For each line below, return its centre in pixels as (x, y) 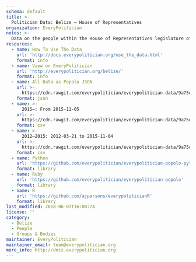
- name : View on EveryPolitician (52, 66)
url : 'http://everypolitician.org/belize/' (70, 71)
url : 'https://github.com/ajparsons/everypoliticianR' (85, 196)
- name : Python (30, 158)
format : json (32, 98)
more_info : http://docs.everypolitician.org (61, 250)
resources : (19, 44)
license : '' (20, 212)
